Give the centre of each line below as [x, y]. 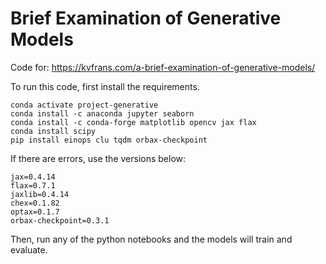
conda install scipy [53, 131]
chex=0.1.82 [35, 203]
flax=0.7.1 [33, 185]
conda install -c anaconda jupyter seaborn [102, 113]
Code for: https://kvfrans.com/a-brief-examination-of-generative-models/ [163, 67]
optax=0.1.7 [35, 212]
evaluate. [29, 249]
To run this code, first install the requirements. [105, 86]
